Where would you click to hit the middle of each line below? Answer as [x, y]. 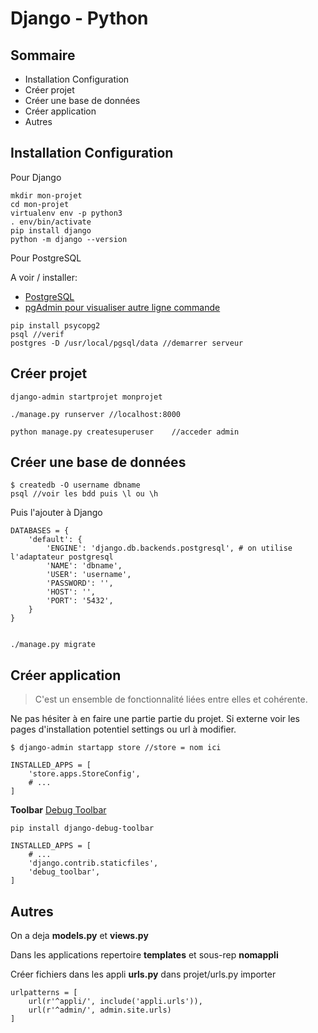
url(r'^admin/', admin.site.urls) [100, 1010]
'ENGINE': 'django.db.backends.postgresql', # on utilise [169, 548]
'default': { [55, 540]
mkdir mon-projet [46, 195]
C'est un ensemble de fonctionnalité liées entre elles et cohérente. [171, 699]
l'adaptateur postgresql [62, 557]
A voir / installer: [44, 277]
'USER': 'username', [89, 575]
